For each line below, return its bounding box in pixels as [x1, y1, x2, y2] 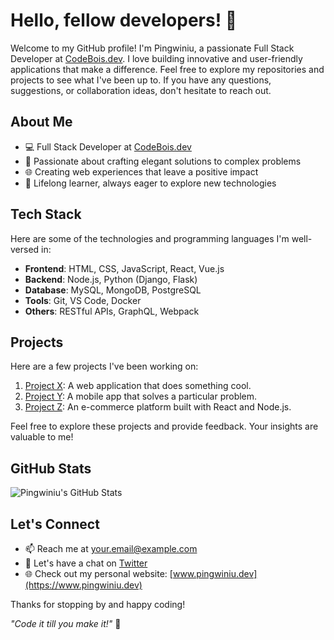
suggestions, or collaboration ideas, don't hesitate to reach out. [10, 84, 272, 96]
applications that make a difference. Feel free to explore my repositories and [10, 63, 325, 75]
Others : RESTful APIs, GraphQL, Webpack [24, 305, 200, 317]
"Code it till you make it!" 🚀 [10, 618, 122, 629]
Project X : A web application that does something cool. [24, 380, 252, 392]
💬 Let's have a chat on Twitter [24, 557, 148, 569]
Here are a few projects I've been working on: [10, 360, 199, 373]
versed [10, 243, 40, 255]
